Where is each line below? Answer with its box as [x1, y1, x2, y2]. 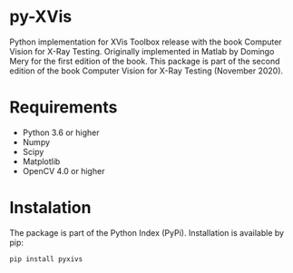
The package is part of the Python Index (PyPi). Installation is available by [9, 227, 284, 238]
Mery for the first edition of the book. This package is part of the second [9, 55, 280, 66]
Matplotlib [22, 156, 61, 167]
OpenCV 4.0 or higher [22, 165, 105, 176]
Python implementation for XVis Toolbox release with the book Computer [9, 36, 283, 47]
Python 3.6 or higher [22, 127, 100, 138]
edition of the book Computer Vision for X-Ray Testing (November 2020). [9, 65, 284, 76]
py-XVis [9, 6, 73, 27]
